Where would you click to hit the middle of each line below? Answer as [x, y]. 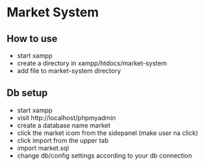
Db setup [27, 93]
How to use [32, 39]
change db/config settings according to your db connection [105, 155]
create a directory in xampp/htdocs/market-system [92, 63]
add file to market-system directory [69, 71]
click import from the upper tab [63, 140]
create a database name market [64, 125]
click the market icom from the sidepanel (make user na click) [107, 133]
